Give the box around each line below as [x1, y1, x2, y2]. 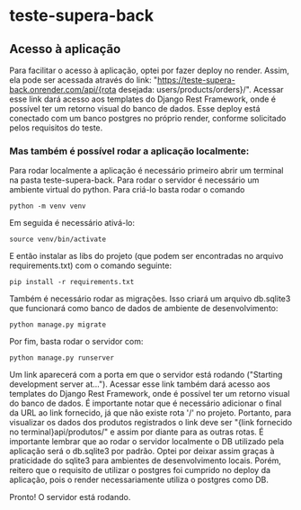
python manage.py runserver [9, 353, 115, 362]
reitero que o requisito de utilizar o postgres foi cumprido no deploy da [9, 465, 271, 476]
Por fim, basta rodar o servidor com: [9, 336, 144, 347]
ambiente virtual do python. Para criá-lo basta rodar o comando [9, 184, 245, 195]
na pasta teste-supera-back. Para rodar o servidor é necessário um [9, 174, 260, 185]
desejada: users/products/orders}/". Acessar [118, 85, 285, 94]
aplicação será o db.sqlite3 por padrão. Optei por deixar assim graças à [9, 446, 275, 457]
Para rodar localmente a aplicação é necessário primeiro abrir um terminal [9, 166, 284, 176]
